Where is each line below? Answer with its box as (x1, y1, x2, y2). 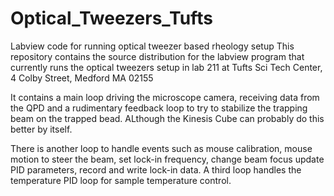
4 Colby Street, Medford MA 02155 (10, 72, 154, 84)
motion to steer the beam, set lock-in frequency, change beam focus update (10, 153, 325, 165)
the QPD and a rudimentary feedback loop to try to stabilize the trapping (10, 102, 308, 114)
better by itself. (10, 123, 73, 135)
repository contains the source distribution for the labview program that (10, 50, 305, 62)
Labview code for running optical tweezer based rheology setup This (10, 40, 295, 52)
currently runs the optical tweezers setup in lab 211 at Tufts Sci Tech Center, (10, 61, 323, 73)
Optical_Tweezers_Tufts (10, 7, 213, 30)
